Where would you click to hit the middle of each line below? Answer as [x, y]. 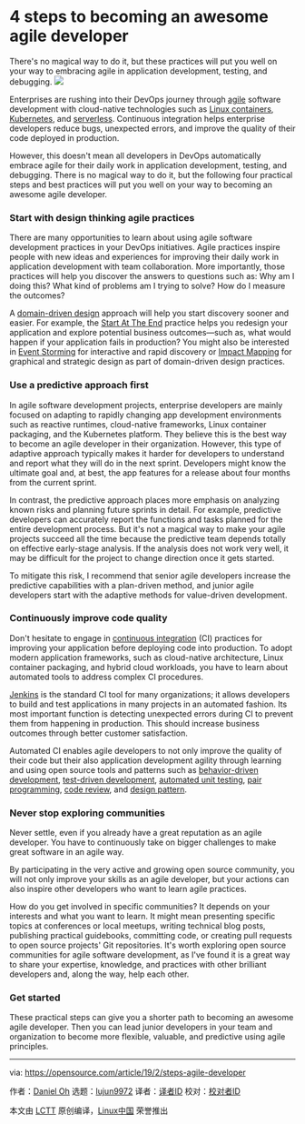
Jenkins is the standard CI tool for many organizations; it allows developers [150, 694]
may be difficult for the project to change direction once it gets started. [142, 557]
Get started [35, 998]
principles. [29, 1047]
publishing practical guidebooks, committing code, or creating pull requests [151, 936]
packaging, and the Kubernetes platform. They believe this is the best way [148, 434]
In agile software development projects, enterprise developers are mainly [146, 405]
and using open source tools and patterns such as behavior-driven [134, 769]
